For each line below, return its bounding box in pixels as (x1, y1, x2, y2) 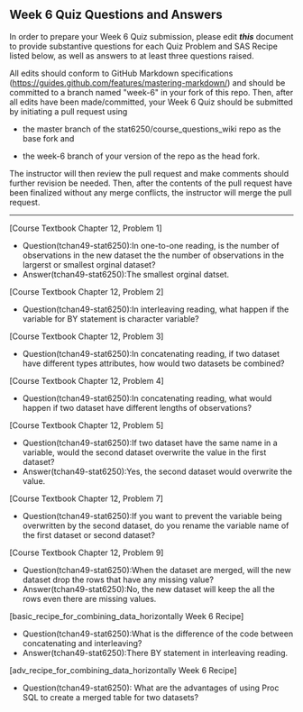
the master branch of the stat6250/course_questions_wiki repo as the (22, 123, 281, 134)
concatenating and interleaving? (22, 637, 142, 648)
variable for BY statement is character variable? (22, 313, 200, 324)
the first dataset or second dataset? (22, 529, 156, 540)
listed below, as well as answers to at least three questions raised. (9, 50, 254, 61)
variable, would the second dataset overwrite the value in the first (22, 446, 267, 458)
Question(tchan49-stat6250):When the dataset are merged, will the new (22, 564, 291, 575)
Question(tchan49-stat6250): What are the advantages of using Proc (22, 682, 280, 693)
